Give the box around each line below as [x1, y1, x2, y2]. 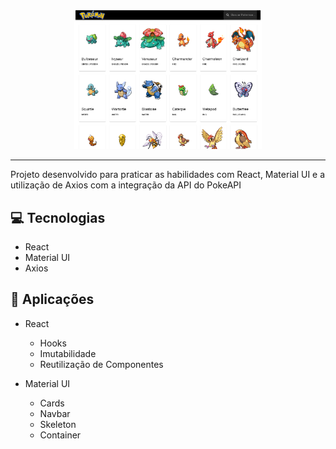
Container [39, 429, 82, 441]
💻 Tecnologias [10, 209, 106, 226]
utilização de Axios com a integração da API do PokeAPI [10, 179, 242, 191]
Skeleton [39, 418, 77, 430]
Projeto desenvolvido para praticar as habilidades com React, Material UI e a [10, 169, 326, 181]
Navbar [39, 407, 71, 419]
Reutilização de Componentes [39, 358, 164, 370]
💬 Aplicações [10, 291, 95, 308]
